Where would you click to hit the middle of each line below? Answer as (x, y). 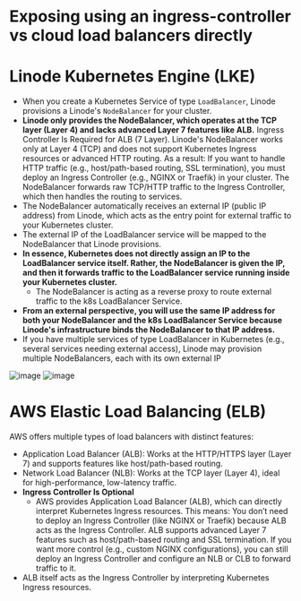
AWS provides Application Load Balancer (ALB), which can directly (159, 502)
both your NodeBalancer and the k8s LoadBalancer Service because (152, 321)
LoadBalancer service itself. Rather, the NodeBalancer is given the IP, (154, 263)
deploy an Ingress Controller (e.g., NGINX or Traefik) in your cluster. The (155, 177)
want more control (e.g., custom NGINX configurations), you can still (162, 549)
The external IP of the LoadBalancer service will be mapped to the (144, 235)
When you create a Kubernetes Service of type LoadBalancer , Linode (149, 101)
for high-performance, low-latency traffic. (99, 483)
